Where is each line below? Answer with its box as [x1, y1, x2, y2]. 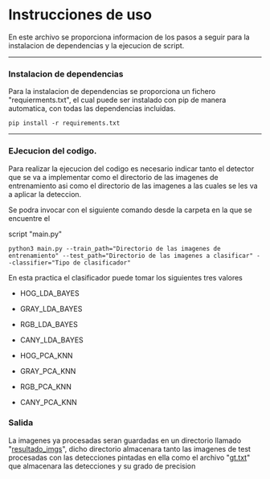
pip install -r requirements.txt [8, 119, 121, 128]
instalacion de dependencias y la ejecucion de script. [8, 40, 185, 50]
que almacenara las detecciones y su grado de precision [8, 461, 196, 471]
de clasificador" [72, 259, 131, 267]
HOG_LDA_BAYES [19, 288, 80, 298]
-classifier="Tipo [8, 259, 70, 267]
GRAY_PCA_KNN [19, 366, 76, 375]
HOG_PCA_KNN [19, 350, 74, 360]
